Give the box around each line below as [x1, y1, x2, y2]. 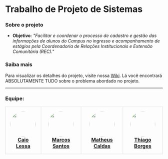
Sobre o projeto [5, 21, 43, 28]
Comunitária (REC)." [12, 48, 54, 54]
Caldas [93, 142, 111, 149]
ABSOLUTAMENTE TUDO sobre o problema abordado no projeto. [5, 77, 140, 83]
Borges [134, 142, 151, 149]
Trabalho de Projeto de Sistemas [5, 3, 143, 15]
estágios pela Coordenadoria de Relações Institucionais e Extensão [12, 43, 153, 49]
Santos [52, 142, 70, 149]
